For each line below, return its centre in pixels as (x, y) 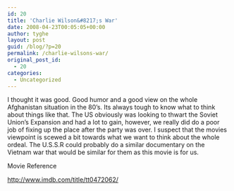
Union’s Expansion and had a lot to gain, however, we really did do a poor (113, 122)
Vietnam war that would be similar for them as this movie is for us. (103, 152)
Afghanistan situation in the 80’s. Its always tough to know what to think (111, 108)
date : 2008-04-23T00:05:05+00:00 (56, 27)
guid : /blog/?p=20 (34, 47)
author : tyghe (28, 34)
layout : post (26, 40)
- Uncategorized (37, 80)
